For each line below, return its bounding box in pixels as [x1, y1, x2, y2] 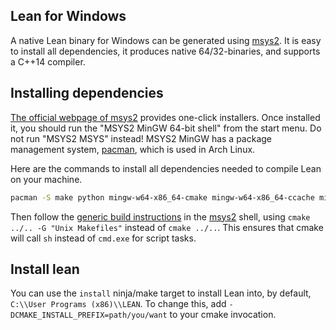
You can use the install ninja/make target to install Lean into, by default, [10, 287, 312, 299]
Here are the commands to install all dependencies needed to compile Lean [10, 162, 322, 174]
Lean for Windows [10, 8, 127, 25]
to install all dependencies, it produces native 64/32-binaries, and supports [10, 45, 321, 57]
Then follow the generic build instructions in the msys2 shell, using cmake [10, 210, 311, 223]
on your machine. [10, 173, 83, 185]
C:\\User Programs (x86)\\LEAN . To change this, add [10, 298, 227, 310]
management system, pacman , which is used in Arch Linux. [10, 143, 256, 155]
